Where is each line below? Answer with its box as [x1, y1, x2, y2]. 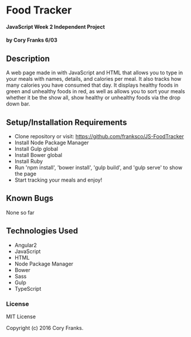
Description [6, 53, 50, 63]
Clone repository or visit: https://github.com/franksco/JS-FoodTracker [14, 133, 185, 139]
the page [14, 171, 37, 177]
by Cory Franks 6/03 [6, 36, 57, 44]
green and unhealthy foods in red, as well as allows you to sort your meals [6, 88, 186, 95]
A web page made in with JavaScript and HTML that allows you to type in [6, 69, 183, 76]
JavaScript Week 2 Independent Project [6, 23, 105, 30]
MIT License [6, 313, 36, 320]
